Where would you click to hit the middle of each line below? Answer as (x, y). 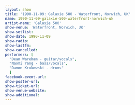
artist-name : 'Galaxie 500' (33, 23)
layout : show (18, 9)
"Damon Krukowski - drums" (37, 68)
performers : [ (19, 54)
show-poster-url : (22, 81)
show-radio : (17, 41)
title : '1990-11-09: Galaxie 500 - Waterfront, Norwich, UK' (68, 14)
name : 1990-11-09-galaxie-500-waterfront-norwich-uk (59, 18)
